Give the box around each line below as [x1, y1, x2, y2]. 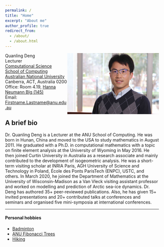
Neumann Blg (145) [5, 89, 44, 95]
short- [141, 158, 154, 164]
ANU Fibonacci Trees [12, 231, 55, 237]
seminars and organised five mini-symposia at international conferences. [5, 199, 152, 205]
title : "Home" [5, 13, 34, 18]
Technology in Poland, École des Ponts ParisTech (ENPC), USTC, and [5, 168, 144, 174]
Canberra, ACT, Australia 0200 [5, 79, 67, 84]
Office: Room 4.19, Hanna [5, 83, 56, 90]
